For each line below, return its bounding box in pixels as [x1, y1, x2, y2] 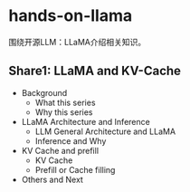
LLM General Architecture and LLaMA [34, 126, 176, 137]
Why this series [34, 106, 93, 118]
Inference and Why [34, 135, 107, 146]
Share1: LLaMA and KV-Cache [8, 63, 182, 79]
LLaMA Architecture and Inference [21, 116, 150, 127]
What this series [34, 97, 96, 108]
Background [21, 87, 68, 98]
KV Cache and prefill [21, 145, 100, 156]
